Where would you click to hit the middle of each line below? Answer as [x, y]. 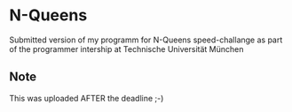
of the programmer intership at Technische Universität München [126, 49]
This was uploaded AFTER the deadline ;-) [87, 98]
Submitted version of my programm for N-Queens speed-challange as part [146, 40]
